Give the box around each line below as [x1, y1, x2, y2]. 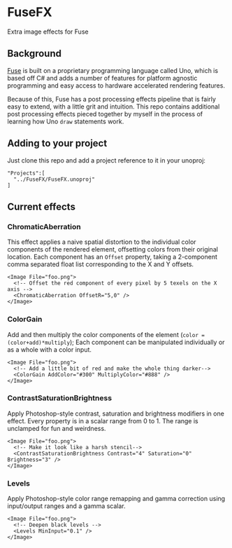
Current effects [7, 200, 75, 212]
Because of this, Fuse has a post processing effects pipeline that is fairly [7, 95, 217, 103]
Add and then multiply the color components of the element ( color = [7, 330, 205, 338]
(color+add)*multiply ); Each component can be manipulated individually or [7, 338, 225, 346]
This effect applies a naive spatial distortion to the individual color [7, 238, 197, 246]
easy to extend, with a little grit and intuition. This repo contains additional [7, 102, 220, 111]
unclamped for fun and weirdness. [7, 424, 106, 432]
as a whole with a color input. [7, 345, 92, 354]
